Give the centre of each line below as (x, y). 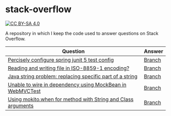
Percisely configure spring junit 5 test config (61, 60)
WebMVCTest (24, 91)
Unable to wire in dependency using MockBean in (67, 84)
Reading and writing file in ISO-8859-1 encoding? (69, 68)
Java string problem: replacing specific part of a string (73, 76)
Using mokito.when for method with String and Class (71, 99)
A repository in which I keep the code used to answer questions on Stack (82, 33)
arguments (21, 105)
